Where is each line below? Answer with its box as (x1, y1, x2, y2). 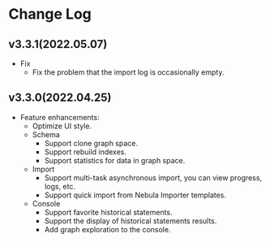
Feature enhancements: (19, 112, 100, 122)
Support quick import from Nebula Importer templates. (44, 190, 227, 200)
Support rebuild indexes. (44, 147, 127, 157)
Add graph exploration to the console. (44, 224, 171, 234)
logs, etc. (44, 181, 75, 191)
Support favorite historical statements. (44, 207, 173, 217)
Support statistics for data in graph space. (44, 155, 186, 165)
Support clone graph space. (44, 138, 139, 148)
